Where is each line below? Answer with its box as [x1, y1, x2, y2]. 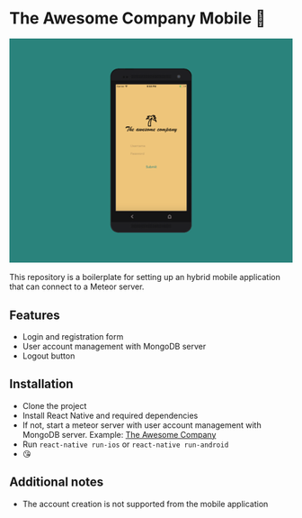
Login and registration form [22, 331, 124, 341]
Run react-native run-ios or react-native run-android [22, 439, 229, 450]
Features [9, 307, 60, 323]
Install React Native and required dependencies [22, 410, 199, 421]
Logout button [22, 350, 75, 361]
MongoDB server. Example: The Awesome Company [22, 429, 217, 440]
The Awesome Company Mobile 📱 [9, 8, 267, 29]
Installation [9, 377, 74, 392]
